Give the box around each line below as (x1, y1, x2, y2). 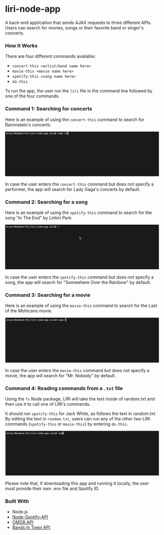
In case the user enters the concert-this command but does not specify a (5, 181, 154, 187)
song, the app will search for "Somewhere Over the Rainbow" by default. (5, 279, 151, 285)
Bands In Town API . (12, 525, 52, 531)
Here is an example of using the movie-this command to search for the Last (5, 302, 158, 309)
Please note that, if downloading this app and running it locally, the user (5, 481, 149, 487)
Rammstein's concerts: (5, 121, 51, 128)
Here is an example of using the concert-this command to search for (5, 116, 144, 122)
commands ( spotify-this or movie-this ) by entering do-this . (5, 421, 128, 427)
